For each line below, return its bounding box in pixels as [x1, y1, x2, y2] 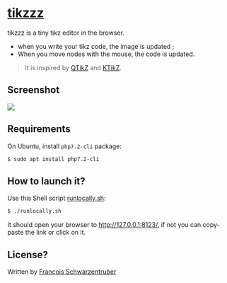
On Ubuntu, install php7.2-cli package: [7, 142, 122, 150]
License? [7, 248, 48, 260]
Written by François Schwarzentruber [7, 267, 117, 276]
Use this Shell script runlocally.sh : [7, 194, 106, 203]
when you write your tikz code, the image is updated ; [17, 42, 175, 50]
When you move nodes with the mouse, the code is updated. [17, 50, 195, 58]
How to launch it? [7, 175, 86, 187]
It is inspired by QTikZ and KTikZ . [24, 63, 122, 72]
